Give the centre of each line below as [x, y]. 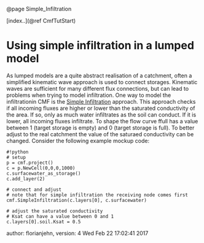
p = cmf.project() [30, 163]
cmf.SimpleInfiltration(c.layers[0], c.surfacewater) [77, 200]
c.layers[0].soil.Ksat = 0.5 [44, 222]
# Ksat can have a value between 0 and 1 [60, 216]
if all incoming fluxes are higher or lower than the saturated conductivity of [101, 108]
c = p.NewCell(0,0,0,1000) [41, 168]
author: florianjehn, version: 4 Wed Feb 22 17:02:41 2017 [77, 233]
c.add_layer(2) [26, 179]
